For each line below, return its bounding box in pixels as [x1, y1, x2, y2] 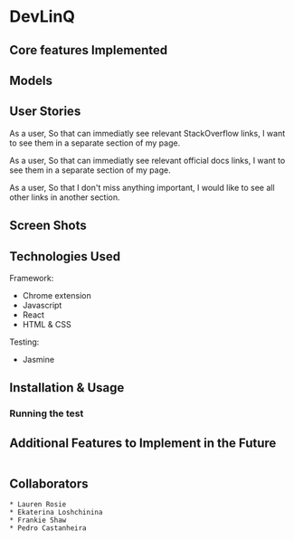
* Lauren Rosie [9, 499, 67, 508]
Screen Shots [9, 218, 88, 233]
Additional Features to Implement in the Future [9, 435, 277, 450]
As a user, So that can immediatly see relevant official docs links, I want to [9, 155, 286, 166]
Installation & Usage [9, 380, 125, 395]
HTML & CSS [22, 318, 71, 329]
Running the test [9, 407, 84, 420]
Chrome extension [22, 289, 92, 300]
